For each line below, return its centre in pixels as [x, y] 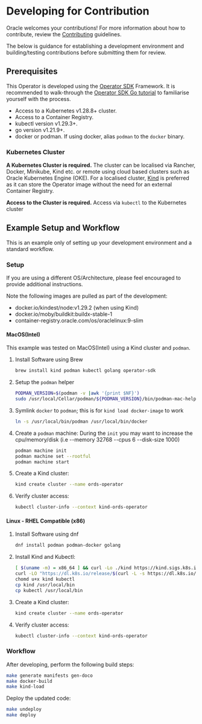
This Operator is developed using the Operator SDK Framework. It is [91, 86]
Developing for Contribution [78, 11]
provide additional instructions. [45, 284]
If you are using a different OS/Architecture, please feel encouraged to [94, 278]
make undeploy [24, 709]
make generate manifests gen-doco [50, 676]
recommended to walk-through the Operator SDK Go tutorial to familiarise [98, 93]
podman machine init [41, 451]
